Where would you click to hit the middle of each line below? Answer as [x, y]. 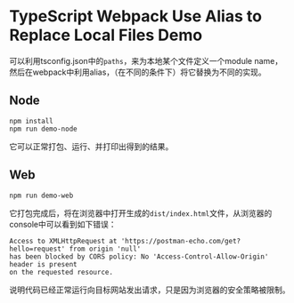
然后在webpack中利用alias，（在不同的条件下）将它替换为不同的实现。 [138, 72]
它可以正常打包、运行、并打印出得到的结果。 [91, 146]
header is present [43, 264]
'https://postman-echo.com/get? [181, 241]
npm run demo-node [43, 129]
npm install [31, 121]
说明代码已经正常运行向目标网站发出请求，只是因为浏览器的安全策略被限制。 [150, 290]
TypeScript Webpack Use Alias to [136, 16]
